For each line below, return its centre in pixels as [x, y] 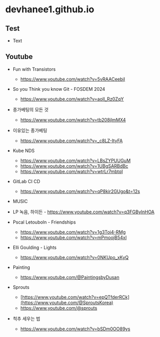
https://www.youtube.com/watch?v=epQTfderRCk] [76, 297]
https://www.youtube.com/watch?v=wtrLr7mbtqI [72, 171]
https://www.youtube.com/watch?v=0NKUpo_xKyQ [74, 257]
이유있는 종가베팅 [30, 130]
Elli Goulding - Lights [35, 247]
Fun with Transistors [34, 69]
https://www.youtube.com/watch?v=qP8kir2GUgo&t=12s [80, 191]
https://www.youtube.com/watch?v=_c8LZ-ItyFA [71, 141]
